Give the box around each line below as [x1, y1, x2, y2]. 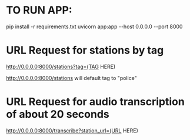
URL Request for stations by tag [6, 44, 164, 57]
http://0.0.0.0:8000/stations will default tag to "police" [6, 74, 137, 81]
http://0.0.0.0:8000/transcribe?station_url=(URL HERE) [6, 127, 138, 134]
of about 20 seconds [6, 108, 110, 121]
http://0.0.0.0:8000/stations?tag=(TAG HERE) [6, 63, 116, 70]
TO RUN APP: [6, 4, 72, 17]
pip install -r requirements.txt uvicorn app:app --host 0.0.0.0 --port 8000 [6, 23, 183, 30]
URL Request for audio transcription [6, 95, 185, 109]
